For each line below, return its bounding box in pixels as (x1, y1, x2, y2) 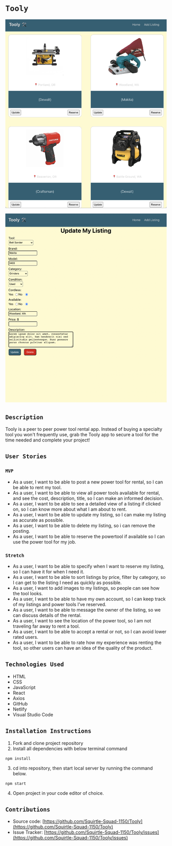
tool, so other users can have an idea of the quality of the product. (12, 645, 153, 651)
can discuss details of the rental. (12, 612, 82, 618)
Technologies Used (5, 661, 64, 668)
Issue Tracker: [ (12, 829, 46, 835)
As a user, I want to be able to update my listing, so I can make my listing (12, 511, 166, 517)
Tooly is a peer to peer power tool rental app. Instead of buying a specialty (5, 426, 163, 432)
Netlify (12, 706, 27, 712)
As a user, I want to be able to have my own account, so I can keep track (12, 596, 166, 602)
